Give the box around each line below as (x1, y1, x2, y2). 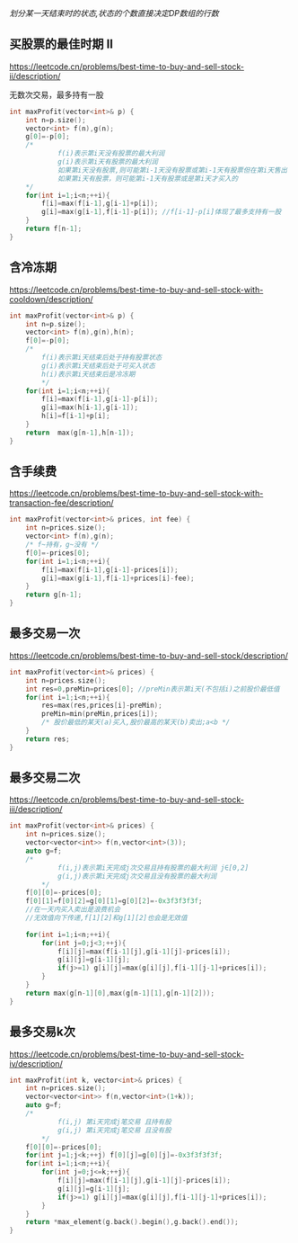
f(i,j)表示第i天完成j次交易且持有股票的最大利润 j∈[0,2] (57, 863, 250, 872)
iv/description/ (9, 1058, 63, 1069)
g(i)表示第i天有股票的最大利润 (57, 157, 159, 166)
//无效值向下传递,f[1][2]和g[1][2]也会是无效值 (25, 914, 188, 923)
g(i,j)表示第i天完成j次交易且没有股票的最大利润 (57, 872, 217, 881)
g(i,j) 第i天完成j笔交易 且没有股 (57, 1125, 172, 1135)
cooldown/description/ (9, 293, 93, 304)
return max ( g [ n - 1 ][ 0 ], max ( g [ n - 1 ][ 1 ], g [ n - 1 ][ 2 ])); (25, 988, 215, 997)
